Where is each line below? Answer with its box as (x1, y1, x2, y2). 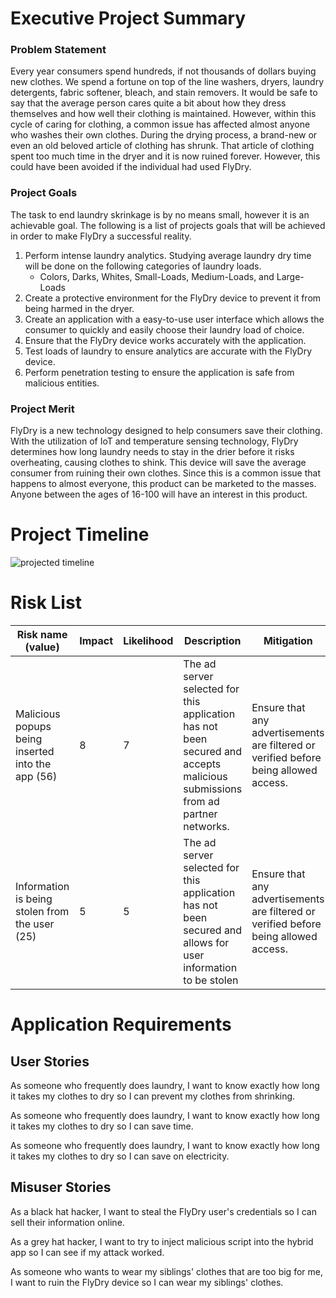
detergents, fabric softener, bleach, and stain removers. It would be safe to (10, 87, 318, 99)
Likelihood (123, 633, 174, 647)
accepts (183, 757, 222, 771)
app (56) (15, 769, 58, 783)
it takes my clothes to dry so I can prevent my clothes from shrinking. (10, 1090, 296, 1102)
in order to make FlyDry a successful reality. (10, 230, 192, 242)
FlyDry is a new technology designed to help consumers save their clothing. (10, 425, 323, 437)
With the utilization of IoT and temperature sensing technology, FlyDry (10, 435, 299, 447)
